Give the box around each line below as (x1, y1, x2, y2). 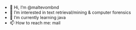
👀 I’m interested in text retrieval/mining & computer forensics (9, 10, 131, 15)
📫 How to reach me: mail (9, 20, 61, 26)
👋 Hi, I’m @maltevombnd (9, 5, 59, 10)
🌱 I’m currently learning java (9, 15, 66, 20)
